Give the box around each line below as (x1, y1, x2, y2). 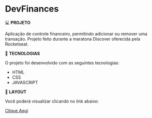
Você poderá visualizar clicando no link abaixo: (5, 98, 99, 104)
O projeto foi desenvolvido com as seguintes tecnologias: (5, 59, 120, 66)
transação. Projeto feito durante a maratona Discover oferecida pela (5, 36, 140, 42)
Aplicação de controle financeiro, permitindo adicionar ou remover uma (5, 30, 148, 37)
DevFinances (5, 3, 59, 15)
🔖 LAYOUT (5, 88, 27, 95)
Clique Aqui (5, 107, 28, 113)
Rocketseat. (5, 41, 29, 47)
